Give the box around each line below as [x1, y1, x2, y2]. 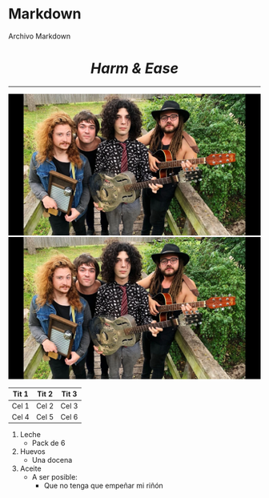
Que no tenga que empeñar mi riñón [43, 481, 164, 491]
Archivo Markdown [8, 31, 71, 41]
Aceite [19, 464, 42, 473]
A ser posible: [31, 472, 78, 482]
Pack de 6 [31, 438, 66, 448]
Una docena [31, 456, 73, 465]
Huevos [19, 447, 46, 456]
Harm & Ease [90, 59, 179, 78]
